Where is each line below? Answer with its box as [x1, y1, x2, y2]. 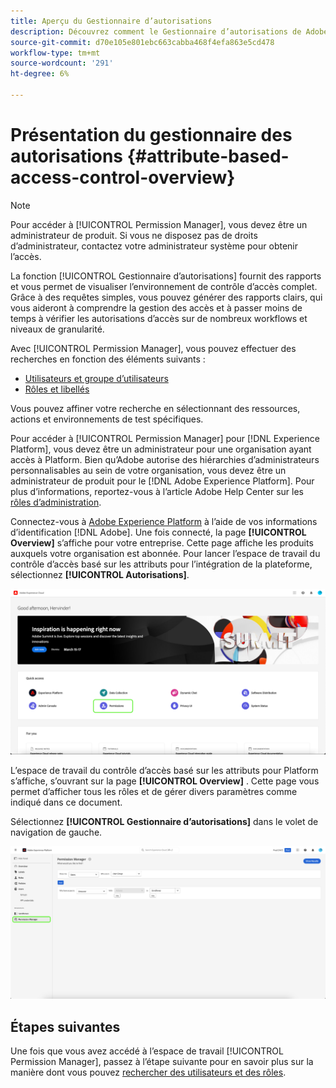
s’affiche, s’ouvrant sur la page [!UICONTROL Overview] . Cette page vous [10, 775, 320, 787]
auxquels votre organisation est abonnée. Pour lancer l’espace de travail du [10, 547, 321, 559]
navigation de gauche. [10, 826, 103, 838]
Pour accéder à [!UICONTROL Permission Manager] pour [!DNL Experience [10, 432, 320, 444]
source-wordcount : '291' [10, 58, 114, 69]
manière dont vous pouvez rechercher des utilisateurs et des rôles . [10, 1066, 287, 1079]
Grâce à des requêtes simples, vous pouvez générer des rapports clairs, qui [10, 291, 323, 303]
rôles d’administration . [10, 496, 102, 508]
